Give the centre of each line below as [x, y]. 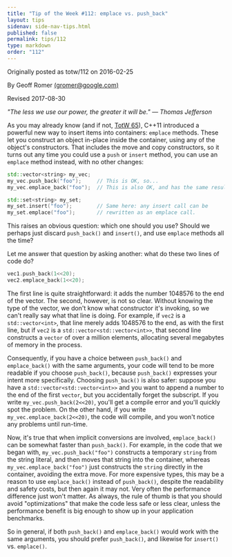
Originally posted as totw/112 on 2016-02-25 [70, 71]
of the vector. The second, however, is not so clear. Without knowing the [110, 300]
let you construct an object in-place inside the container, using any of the [111, 139]
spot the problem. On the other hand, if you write [77, 409]
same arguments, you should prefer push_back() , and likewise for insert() [113, 538]
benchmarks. [26, 518]
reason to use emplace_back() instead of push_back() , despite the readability [115, 481]
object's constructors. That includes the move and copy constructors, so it [113, 147]
